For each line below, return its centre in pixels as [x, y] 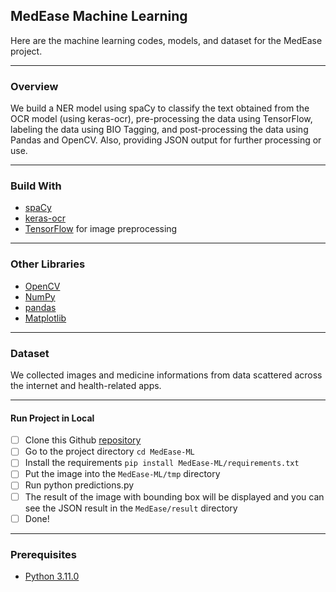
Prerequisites [43, 554]
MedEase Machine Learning [99, 16]
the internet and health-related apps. [86, 385]
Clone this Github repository [83, 440]
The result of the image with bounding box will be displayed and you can [174, 496]
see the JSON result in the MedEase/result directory [131, 508]
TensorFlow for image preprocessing [101, 229]
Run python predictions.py [79, 485]
